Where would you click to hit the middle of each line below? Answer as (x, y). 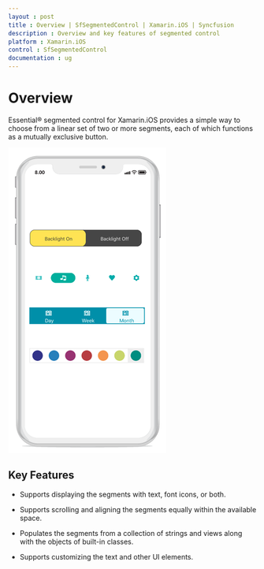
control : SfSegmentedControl (58, 50)
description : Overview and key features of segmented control (114, 33)
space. (30, 518)
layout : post (32, 17)
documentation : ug (40, 58)
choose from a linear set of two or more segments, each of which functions (131, 128)
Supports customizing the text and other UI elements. (106, 556)
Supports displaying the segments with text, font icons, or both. (123, 494)
